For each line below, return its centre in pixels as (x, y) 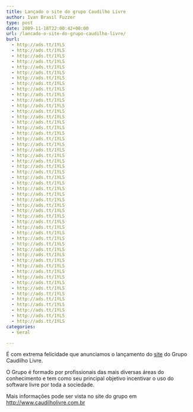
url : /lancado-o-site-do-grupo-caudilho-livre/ (66, 34)
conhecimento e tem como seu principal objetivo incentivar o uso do (90, 379)
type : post (20, 23)
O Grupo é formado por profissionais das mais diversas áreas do (85, 372)
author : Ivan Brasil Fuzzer (41, 17)
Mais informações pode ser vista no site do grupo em (72, 397)
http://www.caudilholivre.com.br (46, 402)
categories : (21, 327)
